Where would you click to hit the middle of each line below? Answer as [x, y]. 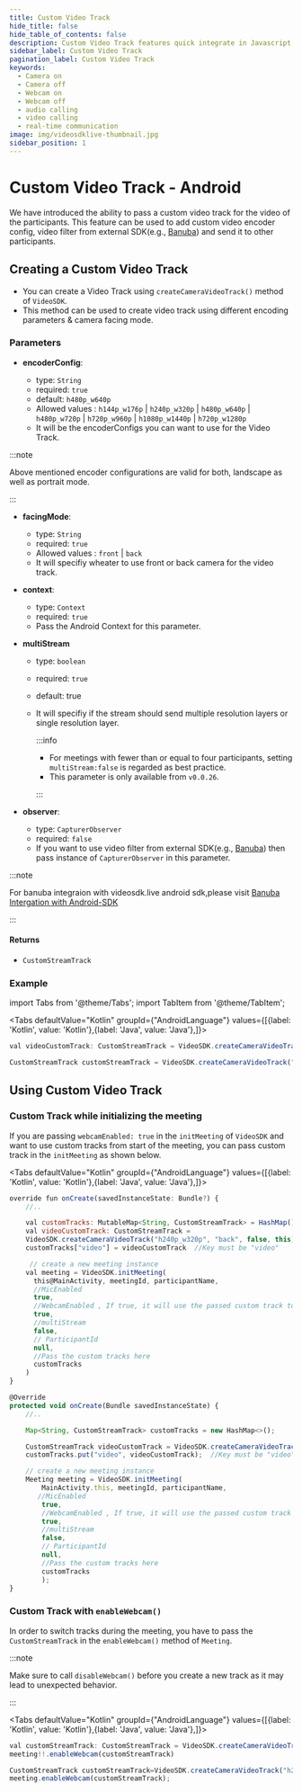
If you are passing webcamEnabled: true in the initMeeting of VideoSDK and [147, 1136]
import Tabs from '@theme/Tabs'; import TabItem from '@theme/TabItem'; [147, 1003]
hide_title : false [44, 26]
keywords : [28, 68]
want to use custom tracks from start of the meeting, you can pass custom [147, 1145]
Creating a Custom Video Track [99, 269]
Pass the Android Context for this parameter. [118, 626]
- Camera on [40, 76]
